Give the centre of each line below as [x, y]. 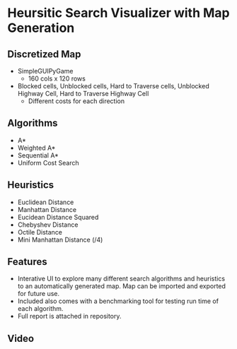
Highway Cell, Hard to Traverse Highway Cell [83, 94]
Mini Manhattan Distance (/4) [60, 239]
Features [27, 262]
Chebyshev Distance [48, 225]
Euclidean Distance [46, 202]
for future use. [39, 294]
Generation [41, 28]
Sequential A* [38, 155]
